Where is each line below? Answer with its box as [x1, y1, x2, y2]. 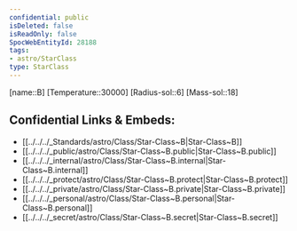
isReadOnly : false [9, 29, 77, 38]
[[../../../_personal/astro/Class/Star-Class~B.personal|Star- [21, 193, 236, 203]
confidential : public [9, 12, 90, 22]
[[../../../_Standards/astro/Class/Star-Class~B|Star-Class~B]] [21, 136, 243, 147]
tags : [9, 46, 29, 55]
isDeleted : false [9, 21, 74, 30]
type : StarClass [9, 63, 69, 72]
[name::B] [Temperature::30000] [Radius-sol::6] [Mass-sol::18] [9, 86, 238, 98]
